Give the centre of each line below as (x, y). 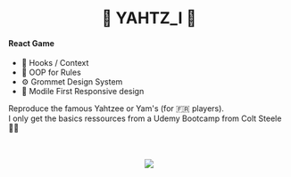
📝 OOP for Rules (51, 72)
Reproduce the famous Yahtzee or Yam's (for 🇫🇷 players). (116, 109)
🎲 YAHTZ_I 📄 (149, 18)
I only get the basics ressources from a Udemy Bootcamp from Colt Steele (145, 118)
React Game (32, 43)
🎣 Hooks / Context (55, 63)
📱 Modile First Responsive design (83, 92)
